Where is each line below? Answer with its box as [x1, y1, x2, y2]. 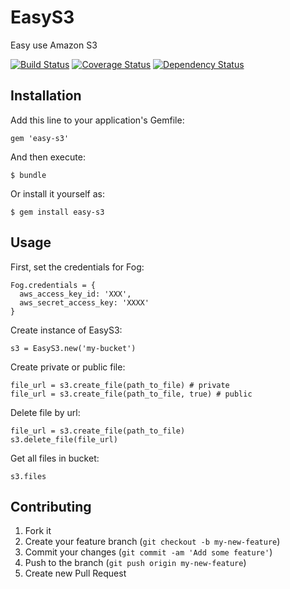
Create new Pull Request [24, 567, 127, 580]
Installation [10, 87, 82, 105]
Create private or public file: [10, 361, 126, 373]
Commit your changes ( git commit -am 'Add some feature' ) [24, 546, 273, 558]
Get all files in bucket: [10, 452, 100, 464]
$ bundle [10, 170, 47, 180]
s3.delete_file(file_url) [10, 434, 118, 445]
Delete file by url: [10, 406, 81, 418]
